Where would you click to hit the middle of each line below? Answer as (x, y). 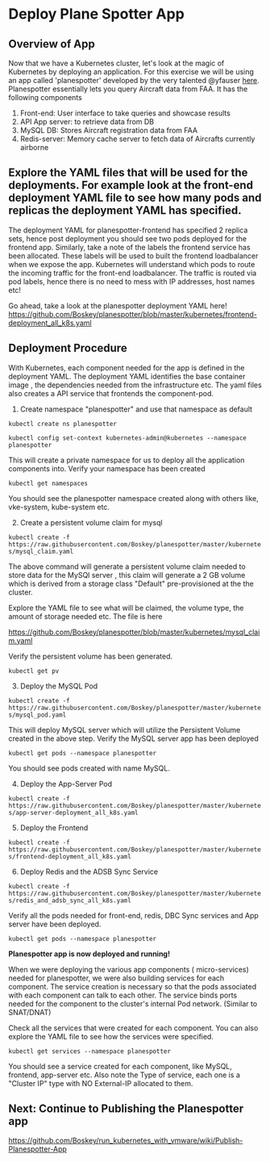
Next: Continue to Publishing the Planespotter (126, 1109)
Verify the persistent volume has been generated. (91, 656)
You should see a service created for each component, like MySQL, (120, 1066)
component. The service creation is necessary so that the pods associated (132, 986)
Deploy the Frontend (54, 827)
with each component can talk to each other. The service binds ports (123, 995)
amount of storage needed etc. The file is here (85, 616)
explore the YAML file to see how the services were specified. (111, 1036)
